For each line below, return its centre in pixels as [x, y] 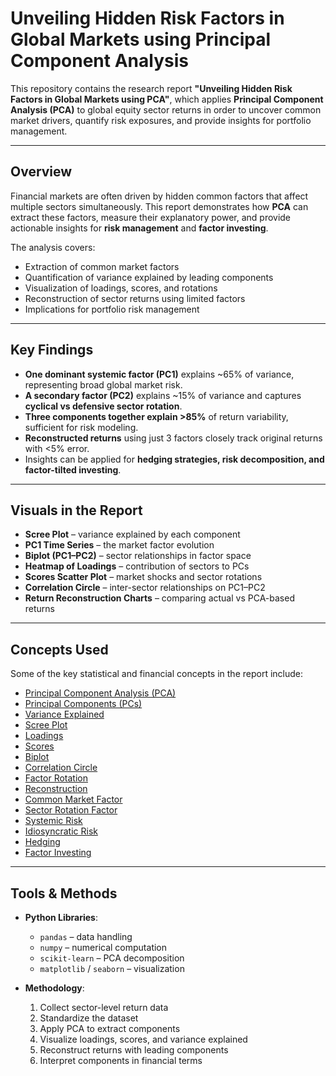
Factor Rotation [56, 778]
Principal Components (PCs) [83, 704]
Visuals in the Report [76, 510]
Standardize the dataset [89, 1018]
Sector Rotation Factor [71, 810]
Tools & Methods [64, 893]
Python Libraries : [61, 917]
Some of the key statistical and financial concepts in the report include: [157, 674]
